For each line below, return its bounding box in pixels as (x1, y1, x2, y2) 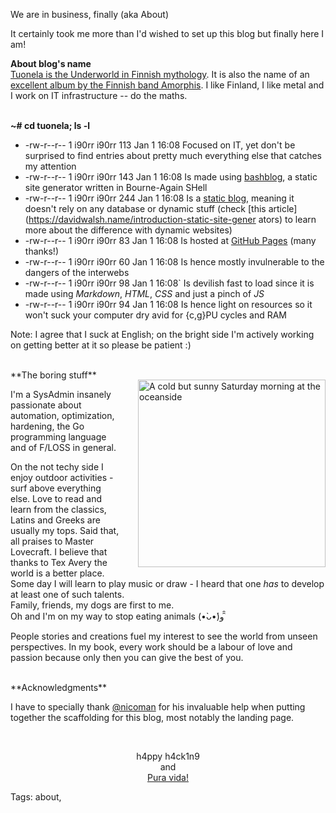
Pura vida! (146, 772, 189, 783)
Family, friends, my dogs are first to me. (10, 599, 175, 611)
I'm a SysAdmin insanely (10, 389, 112, 400)
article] (268, 203, 298, 214)
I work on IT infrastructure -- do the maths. (10, 90, 188, 101)
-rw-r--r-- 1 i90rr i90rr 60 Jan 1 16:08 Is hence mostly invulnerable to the (24, 256, 325, 268)
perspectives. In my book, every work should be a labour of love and (10, 641, 293, 653)
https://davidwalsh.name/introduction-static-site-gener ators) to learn (28, 214, 317, 225)
